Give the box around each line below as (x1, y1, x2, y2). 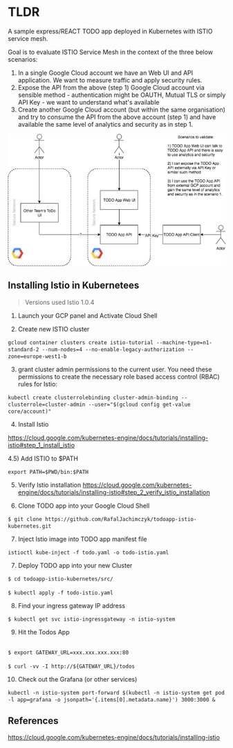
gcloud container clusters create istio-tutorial (8, 339, 154, 346)
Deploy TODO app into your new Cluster (17, 561, 133, 569)
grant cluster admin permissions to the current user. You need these (17, 365, 212, 373)
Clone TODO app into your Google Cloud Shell (17, 501, 150, 510)
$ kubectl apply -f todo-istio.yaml (8, 589, 113, 596)
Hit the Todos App (17, 627, 70, 636)
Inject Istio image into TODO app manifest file (17, 535, 147, 543)
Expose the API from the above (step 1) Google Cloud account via (17, 83, 205, 91)
